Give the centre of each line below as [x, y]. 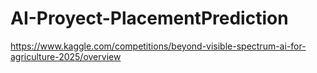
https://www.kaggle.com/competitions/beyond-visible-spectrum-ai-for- [158, 46]
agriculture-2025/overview [66, 56]
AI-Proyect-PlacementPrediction [149, 18]
